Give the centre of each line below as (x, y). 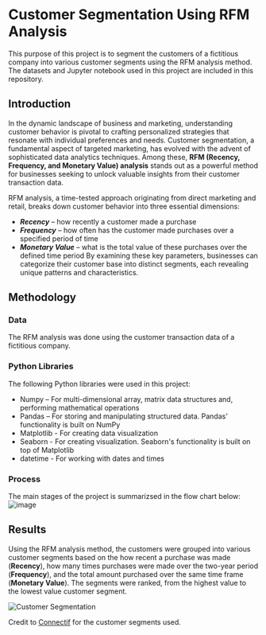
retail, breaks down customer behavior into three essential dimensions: (124, 206)
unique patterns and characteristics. (79, 272)
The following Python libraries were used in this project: (99, 384)
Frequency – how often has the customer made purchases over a (127, 230)
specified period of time (59, 238)
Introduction (40, 104)
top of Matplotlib (47, 450)
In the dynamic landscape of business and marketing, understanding (120, 123)
